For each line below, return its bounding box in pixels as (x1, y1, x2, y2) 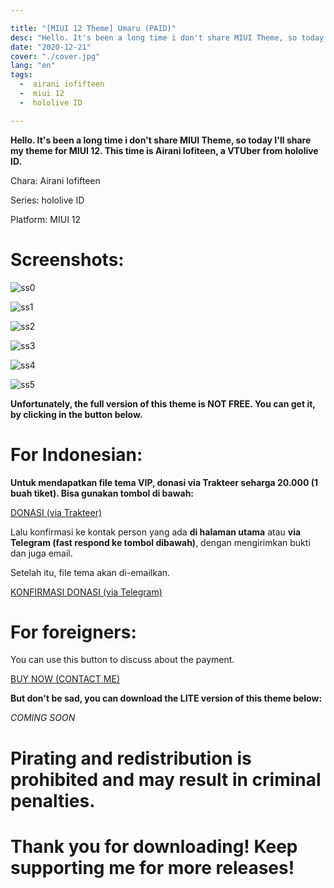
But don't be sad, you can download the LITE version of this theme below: (10, 692, 323, 705)
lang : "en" (10, 61, 56, 71)
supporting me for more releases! (10, 856, 295, 879)
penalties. (10, 789, 96, 812)
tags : (10, 70, 33, 80)
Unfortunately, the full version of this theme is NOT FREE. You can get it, (10, 397, 316, 410)
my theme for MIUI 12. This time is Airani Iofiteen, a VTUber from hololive (10, 144, 319, 156)
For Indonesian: (10, 443, 143, 466)
